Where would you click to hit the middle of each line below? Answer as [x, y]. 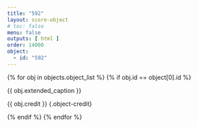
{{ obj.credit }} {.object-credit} [49, 104]
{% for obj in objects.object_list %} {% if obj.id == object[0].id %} [99, 77]
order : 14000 [26, 45]
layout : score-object [38, 20]
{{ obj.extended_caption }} [44, 90]
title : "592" [26, 13]
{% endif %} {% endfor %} [45, 117]
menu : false [24, 32]
